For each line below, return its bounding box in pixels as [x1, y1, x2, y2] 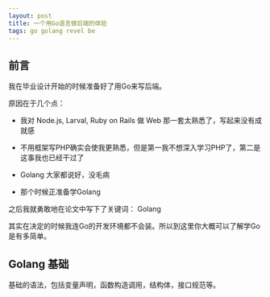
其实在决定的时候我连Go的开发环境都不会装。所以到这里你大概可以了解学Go [8, 221, 260, 231]
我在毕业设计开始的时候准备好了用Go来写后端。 [8, 81, 167, 91]
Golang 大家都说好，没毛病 [19, 170, 110, 179]
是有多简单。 [8, 231, 51, 241]
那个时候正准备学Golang [19, 187, 101, 197]
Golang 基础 [8, 257, 69, 270]
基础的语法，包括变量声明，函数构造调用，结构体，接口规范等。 [8, 280, 220, 290]
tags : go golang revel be [8, 27, 95, 35]
